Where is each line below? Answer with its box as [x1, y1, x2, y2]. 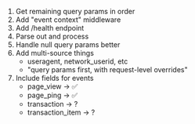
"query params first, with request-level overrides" [27, 65, 188, 74]
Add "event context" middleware [15, 15, 121, 24]
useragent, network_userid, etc [27, 57, 128, 66]
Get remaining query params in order [15, 7, 135, 16]
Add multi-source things [15, 49, 94, 57]
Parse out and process [15, 31, 89, 41]
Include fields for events [15, 74, 94, 82]
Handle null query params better [15, 40, 121, 49]
